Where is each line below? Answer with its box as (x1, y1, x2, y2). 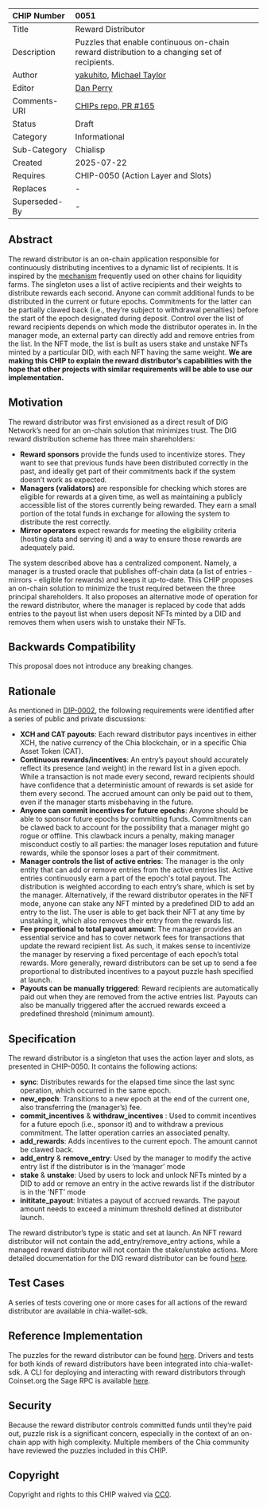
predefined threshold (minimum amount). (19, 1009, 155, 1018)
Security (8, 1399, 52, 1413)
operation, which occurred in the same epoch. (19, 1085, 172, 1095)
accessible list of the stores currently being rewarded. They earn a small (19, 500, 257, 509)
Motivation (8, 396, 64, 410)
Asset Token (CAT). (19, 747, 83, 756)
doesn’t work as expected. (19, 474, 107, 485)
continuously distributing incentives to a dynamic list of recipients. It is (8, 262, 239, 272)
